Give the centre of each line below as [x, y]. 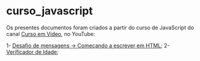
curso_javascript [50, 11]
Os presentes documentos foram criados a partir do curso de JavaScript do [100, 28]
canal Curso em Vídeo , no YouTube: [51, 33]
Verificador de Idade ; [33, 51]
